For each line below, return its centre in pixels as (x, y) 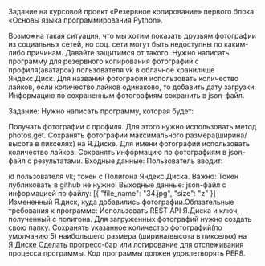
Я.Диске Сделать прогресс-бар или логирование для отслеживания (126, 245)
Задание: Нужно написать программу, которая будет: (101, 111)
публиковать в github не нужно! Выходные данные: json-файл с (117, 185)
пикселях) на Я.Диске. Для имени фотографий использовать (145, 143)
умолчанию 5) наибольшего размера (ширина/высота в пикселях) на (128, 236)
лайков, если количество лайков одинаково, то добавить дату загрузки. (132, 87)
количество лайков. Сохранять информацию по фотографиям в (118, 152)
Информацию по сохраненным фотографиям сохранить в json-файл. (126, 95)
